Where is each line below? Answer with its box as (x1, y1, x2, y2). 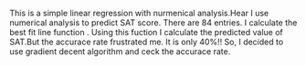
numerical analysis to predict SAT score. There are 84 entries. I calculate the (9, 17, 298, 28)
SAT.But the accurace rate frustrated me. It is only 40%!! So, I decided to (9, 36, 284, 47)
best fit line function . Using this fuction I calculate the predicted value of (9, 27, 283, 37)
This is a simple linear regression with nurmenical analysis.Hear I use (9, 8, 269, 18)
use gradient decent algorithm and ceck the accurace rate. (9, 46, 231, 57)
